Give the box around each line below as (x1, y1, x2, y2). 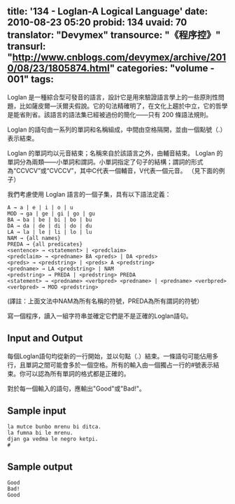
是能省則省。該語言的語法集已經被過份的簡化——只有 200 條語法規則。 (7, 110, 213, 118)
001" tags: (7, 73, 54, 85)
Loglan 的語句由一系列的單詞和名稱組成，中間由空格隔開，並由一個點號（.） (7, 125, 227, 134)
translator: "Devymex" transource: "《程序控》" (7, 29, 221, 41)
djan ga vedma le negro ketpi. (7, 435, 99, 443)
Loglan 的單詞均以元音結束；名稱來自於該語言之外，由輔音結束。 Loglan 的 (7, 148, 223, 157)
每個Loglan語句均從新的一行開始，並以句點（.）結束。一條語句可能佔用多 (7, 351, 219, 360)
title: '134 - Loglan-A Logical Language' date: (7, 6, 208, 17)
